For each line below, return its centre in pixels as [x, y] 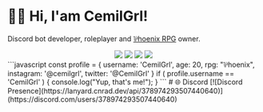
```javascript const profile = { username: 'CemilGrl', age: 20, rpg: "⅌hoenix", [131, 64]
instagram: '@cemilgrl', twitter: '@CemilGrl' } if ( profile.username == [121, 73]
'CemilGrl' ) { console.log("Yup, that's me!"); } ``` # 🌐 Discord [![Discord [125, 82]
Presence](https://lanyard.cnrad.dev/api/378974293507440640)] [115, 91]
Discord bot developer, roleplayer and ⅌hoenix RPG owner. [104, 38]
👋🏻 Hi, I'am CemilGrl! [78, 16]
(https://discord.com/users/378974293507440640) [92, 99]
